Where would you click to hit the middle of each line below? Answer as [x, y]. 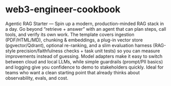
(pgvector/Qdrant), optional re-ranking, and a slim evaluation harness [79, 45]
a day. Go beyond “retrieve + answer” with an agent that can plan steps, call [86, 29]
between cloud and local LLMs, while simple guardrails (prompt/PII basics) [84, 61]
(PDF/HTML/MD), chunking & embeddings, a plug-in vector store [74, 40]
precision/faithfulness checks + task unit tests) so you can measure [88, 51]
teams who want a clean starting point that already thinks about [73, 72]
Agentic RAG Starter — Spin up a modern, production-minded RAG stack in [85, 24]
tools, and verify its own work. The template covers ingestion [70, 34]
